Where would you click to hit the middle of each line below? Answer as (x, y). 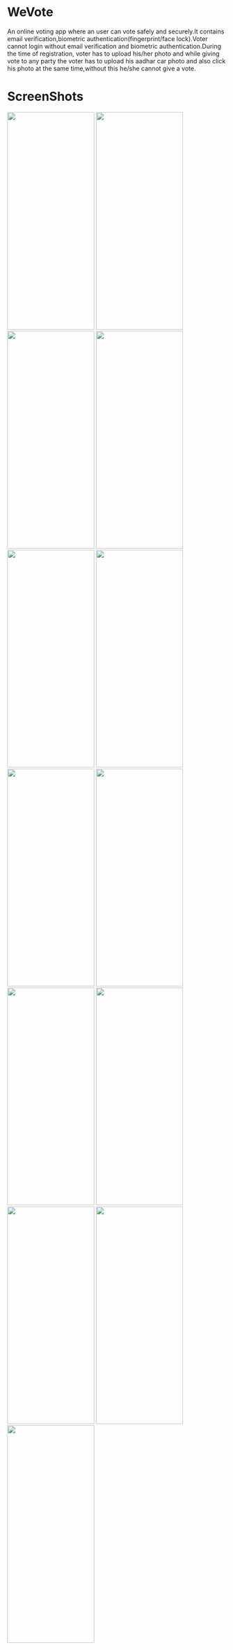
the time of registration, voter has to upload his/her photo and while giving (114, 54)
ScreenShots (45, 96)
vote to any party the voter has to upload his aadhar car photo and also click (116, 61)
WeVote (30, 12)
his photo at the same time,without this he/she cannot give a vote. (102, 68)
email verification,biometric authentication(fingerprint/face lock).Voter (108, 38)
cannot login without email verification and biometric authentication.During (114, 46)
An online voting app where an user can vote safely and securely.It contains (116, 31)
